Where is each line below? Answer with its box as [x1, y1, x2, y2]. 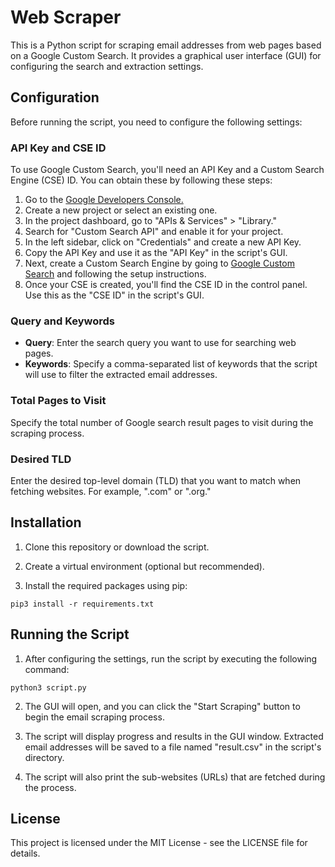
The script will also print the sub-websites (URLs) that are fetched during [24, 771, 326, 783]
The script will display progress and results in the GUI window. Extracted [24, 730, 324, 742]
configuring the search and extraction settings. [10, 60, 204, 72]
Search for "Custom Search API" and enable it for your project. [24, 226, 284, 238]
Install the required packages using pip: [24, 579, 188, 591]
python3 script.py [10, 682, 87, 693]
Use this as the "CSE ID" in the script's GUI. [24, 289, 205, 301]
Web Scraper [10, 6, 122, 29]
